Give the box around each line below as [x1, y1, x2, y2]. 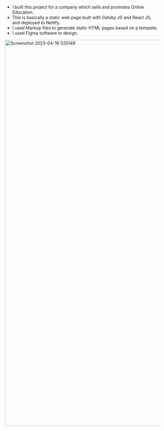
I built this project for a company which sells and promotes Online [12, 4, 144, 10]
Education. [12, 9, 34, 15]
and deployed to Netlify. [12, 20, 61, 25]
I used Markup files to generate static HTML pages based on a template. [12, 25, 158, 31]
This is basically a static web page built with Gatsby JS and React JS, [12, 15, 152, 20]
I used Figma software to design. [12, 30, 79, 36]
